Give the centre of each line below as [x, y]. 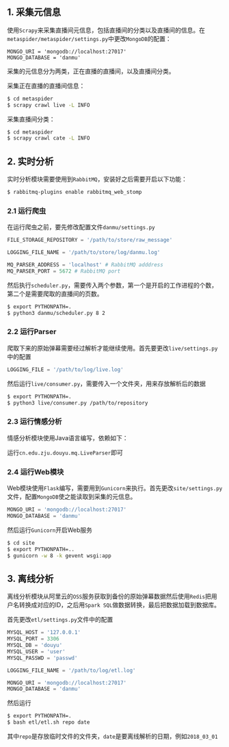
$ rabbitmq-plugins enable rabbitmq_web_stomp [75, 192]
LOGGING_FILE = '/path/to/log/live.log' [66, 369]
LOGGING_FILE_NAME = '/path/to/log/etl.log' [71, 670]
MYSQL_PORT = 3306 [33, 639]
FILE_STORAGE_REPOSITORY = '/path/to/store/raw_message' [90, 240]
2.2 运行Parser [32, 332]
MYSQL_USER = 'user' [37, 651]
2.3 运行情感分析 [35, 422]
